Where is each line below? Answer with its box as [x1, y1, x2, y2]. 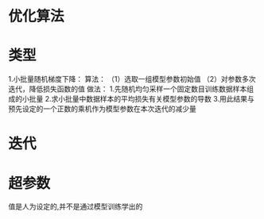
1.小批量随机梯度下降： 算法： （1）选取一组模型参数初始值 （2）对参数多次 [8, 75, 256, 84]
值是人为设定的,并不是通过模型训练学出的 [8, 202, 143, 211]
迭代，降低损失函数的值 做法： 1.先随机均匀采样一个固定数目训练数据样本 [8, 84, 247, 94]
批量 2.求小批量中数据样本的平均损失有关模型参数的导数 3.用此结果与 [29, 94, 254, 104]
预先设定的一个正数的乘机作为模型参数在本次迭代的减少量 [8, 104, 196, 113]
